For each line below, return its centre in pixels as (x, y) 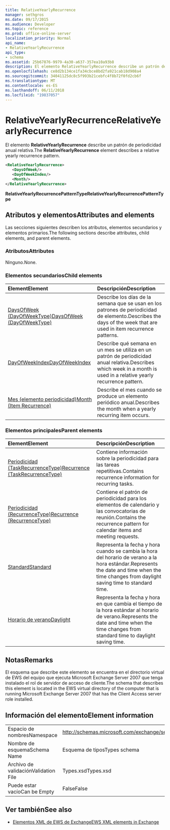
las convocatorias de (121, 511)
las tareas (108, 465)
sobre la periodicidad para (127, 459)
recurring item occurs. (123, 416)
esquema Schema (29, 750)
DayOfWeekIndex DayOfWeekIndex (49, 363)
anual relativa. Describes (125, 363)
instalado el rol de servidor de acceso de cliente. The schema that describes (84, 683)
